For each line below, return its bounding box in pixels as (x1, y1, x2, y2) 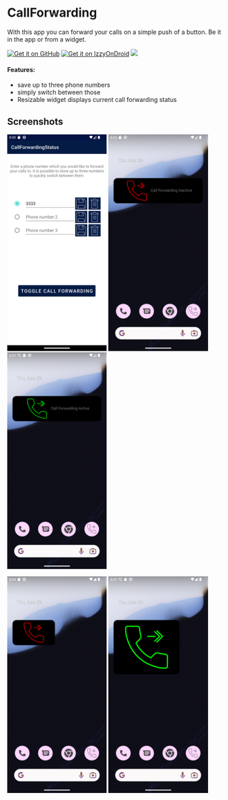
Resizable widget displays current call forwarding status (17, 96, 178, 104)
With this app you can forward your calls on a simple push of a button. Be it (7, 28, 221, 36)
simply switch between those (17, 88, 101, 96)
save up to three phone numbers (17, 81, 111, 89)
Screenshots (7, 116, 64, 128)
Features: (7, 65, 36, 73)
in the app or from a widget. (7, 35, 86, 43)
